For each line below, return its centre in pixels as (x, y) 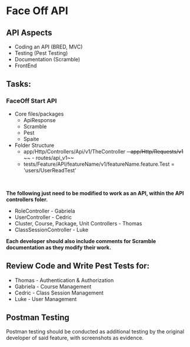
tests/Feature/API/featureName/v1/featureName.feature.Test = (99, 164)
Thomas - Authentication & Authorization (64, 280)
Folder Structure (34, 145)
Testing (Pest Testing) (41, 53)
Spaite (31, 139)
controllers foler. (27, 199)
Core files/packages (39, 114)
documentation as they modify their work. (59, 247)
